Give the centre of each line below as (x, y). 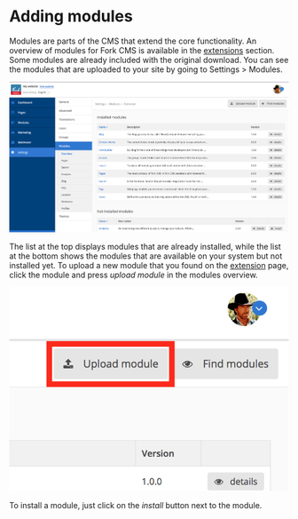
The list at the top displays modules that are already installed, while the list (145, 247)
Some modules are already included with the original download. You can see (149, 60)
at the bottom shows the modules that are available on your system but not (146, 256)
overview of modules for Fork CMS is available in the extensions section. (142, 50)
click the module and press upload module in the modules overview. (134, 275)
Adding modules (71, 16)
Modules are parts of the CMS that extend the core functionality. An (133, 41)
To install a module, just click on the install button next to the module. (136, 506)
